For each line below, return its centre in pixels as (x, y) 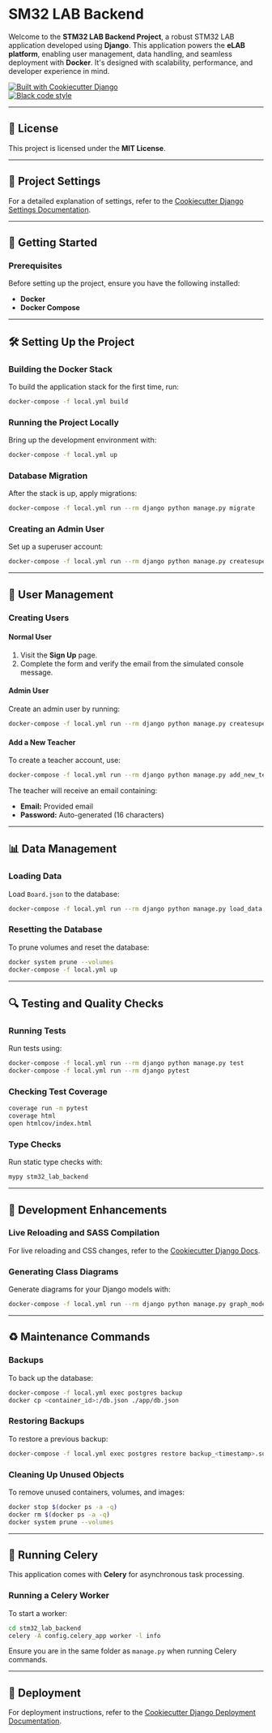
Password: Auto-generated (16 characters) (92, 815)
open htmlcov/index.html (50, 1124)
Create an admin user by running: (64, 709)
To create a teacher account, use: (65, 761)
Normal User (30, 637)
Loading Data (35, 876)
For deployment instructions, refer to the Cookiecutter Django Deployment (132, 1713)
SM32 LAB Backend (76, 14)
